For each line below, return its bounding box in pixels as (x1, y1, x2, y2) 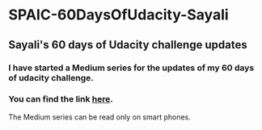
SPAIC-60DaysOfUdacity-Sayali (8, 6, 229, 24)
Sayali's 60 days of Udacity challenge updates (8, 38, 248, 52)
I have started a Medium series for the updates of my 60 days (8, 62, 255, 73)
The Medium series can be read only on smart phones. (8, 111, 192, 122)
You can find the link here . (8, 94, 113, 105)
